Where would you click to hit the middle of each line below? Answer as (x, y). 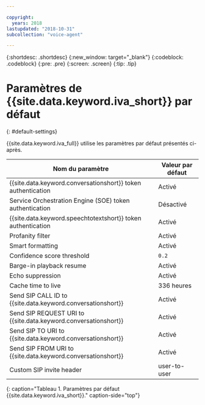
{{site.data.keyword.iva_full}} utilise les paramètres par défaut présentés (97, 143)
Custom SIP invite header (46, 370)
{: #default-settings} (32, 132)
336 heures (175, 286)
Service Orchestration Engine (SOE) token (70, 201)
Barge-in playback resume (48, 266)
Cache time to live (35, 286)
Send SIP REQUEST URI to (47, 313)
